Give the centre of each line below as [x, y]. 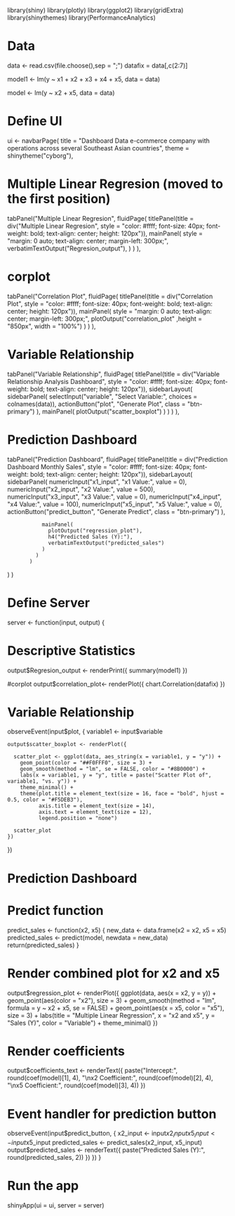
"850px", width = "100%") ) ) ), [52, 326]
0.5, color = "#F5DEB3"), [45, 800]
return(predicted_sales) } [43, 945]
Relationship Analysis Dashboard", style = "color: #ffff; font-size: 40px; [110, 381]
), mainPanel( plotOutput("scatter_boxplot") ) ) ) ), [108, 411]
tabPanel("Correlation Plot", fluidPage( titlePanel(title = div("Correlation [110, 296]
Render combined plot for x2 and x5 [114, 973]
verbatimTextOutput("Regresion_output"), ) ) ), [74, 248]
